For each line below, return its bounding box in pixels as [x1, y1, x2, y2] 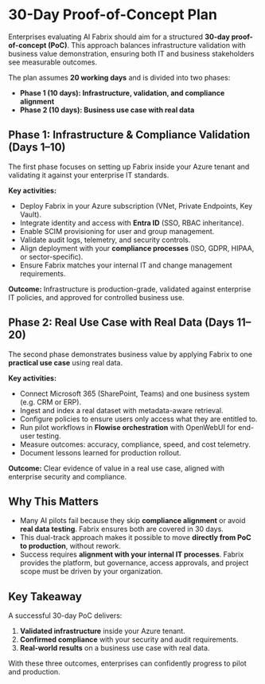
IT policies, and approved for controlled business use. [8, 292, 185, 302]
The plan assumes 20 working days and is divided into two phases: [8, 72, 231, 82]
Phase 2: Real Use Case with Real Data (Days [8, 316, 235, 330]
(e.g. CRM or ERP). [19, 397, 82, 407]
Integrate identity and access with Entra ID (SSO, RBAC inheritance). [19, 217, 244, 228]
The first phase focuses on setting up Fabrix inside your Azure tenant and [8, 162, 250, 171]
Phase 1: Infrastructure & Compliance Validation [8, 128, 251, 142]
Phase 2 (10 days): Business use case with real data [19, 105, 195, 115]
